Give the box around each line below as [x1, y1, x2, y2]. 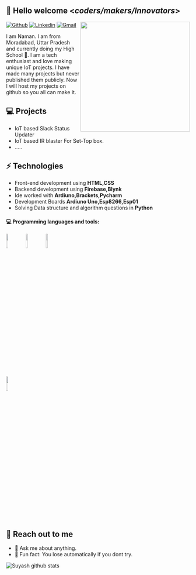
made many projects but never [6, 70, 80, 77]
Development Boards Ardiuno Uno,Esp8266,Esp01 [14, 198, 138, 205]
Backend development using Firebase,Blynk [14, 185, 122, 193]
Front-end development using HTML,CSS [14, 180, 115, 187]
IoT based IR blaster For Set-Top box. [14, 137, 104, 144]
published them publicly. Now [6, 76, 78, 83]
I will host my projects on [6, 82, 66, 89]
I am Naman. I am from [6, 33, 61, 40]
